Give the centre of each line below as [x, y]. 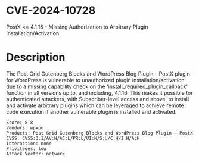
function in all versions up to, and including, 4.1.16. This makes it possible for [99, 92]
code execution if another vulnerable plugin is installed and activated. [91, 111]
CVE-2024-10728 [51, 10]
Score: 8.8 [20, 123]
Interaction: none [29, 144]
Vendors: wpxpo [25, 128]
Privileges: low [26, 149]
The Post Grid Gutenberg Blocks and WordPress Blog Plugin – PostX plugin [98, 74]
